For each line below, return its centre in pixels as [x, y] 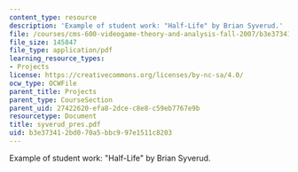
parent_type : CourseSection [61, 100]
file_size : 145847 [43, 42]
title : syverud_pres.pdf [55, 125]
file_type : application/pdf [61, 51]
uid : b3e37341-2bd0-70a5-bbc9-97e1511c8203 [91, 133]
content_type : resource [53, 17]
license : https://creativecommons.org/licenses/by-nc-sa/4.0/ [126, 75]
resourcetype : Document [53, 116]
